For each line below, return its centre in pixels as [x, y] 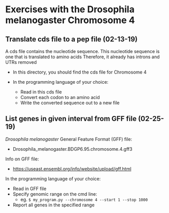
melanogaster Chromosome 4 [70, 20]
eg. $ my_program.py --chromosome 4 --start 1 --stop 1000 [84, 199]
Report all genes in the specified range [54, 205]
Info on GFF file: [22, 159]
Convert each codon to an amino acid [60, 97]
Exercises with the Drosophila [70, 9]
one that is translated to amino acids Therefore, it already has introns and [82, 57]
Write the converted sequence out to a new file [70, 103]
